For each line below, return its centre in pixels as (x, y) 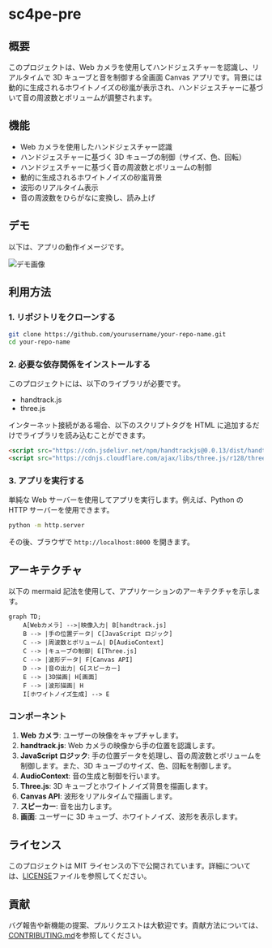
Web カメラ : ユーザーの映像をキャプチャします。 (102, 735)
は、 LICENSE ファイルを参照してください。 (80, 876)
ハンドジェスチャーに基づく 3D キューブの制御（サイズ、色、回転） (133, 157)
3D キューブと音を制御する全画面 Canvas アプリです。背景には (157, 77)
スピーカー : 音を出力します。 (68, 807)
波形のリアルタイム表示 (59, 187)
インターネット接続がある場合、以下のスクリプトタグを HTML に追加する (130, 425)
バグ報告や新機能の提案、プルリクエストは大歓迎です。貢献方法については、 (136, 925)
